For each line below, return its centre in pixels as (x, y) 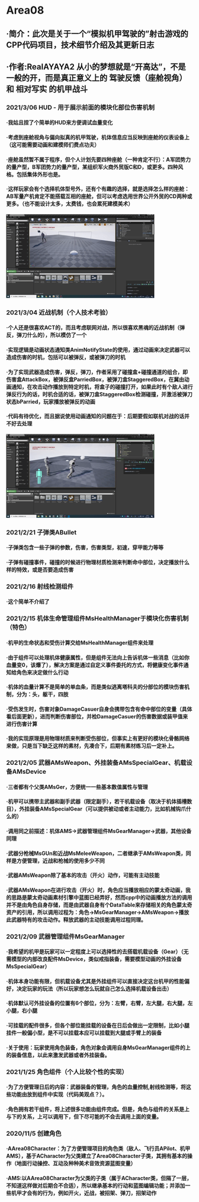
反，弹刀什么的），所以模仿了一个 (46, 335)
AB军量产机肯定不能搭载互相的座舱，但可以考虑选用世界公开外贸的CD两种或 (99, 196)
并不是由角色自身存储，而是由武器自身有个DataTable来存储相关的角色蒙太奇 (99, 905)
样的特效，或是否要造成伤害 (40, 570)
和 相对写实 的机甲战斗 (47, 89)
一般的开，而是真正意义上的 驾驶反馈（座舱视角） (97, 78)
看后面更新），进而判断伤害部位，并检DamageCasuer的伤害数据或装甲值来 (97, 716)
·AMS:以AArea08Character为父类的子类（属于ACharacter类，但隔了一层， (99, 1178)
